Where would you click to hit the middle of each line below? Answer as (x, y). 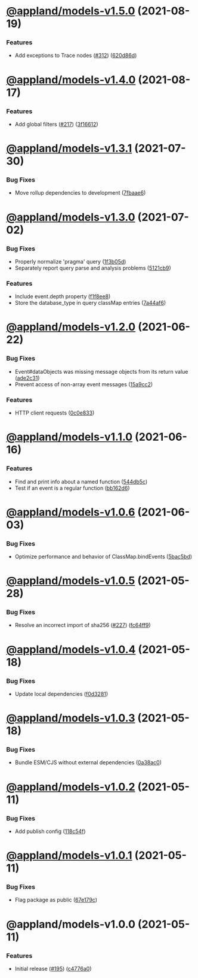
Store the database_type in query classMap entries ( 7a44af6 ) (90, 303)
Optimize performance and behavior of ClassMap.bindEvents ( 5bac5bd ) (103, 556)
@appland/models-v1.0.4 (71, 650)
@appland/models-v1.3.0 (71, 217)
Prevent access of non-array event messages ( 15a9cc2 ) (84, 384)
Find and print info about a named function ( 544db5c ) (81, 482)
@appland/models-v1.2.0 (71, 327)
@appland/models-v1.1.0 (69, 437)
